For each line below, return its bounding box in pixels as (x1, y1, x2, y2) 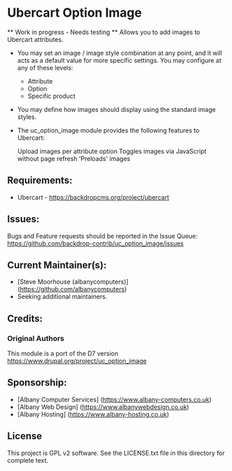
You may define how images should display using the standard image (17, 105, 216, 113)
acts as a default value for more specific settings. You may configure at (17, 56, 222, 64)
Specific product (27, 92, 76, 100)
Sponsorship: (7, 377, 67, 389)
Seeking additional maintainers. (17, 292, 108, 301)
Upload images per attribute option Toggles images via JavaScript (17, 147, 207, 155)
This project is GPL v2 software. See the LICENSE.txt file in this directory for (7, 449, 225, 457)
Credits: (7, 312, 43, 324)
